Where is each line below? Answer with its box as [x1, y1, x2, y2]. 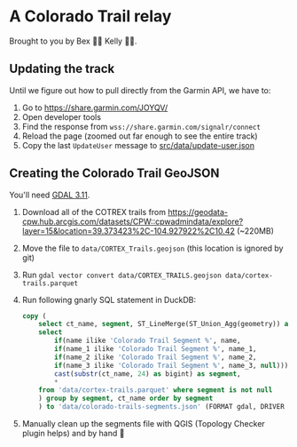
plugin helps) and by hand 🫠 [21, 428, 125, 439]
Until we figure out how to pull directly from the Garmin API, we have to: [9, 84, 271, 95]
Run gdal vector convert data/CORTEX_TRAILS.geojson [21, 269, 222, 280]
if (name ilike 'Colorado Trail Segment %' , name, [54, 336, 241, 346]
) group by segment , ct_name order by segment [38, 394, 214, 403]
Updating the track [9, 61, 115, 76]
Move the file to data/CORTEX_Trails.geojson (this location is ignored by [21, 243, 284, 253]
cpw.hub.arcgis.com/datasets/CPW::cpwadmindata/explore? [21, 216, 244, 227]
